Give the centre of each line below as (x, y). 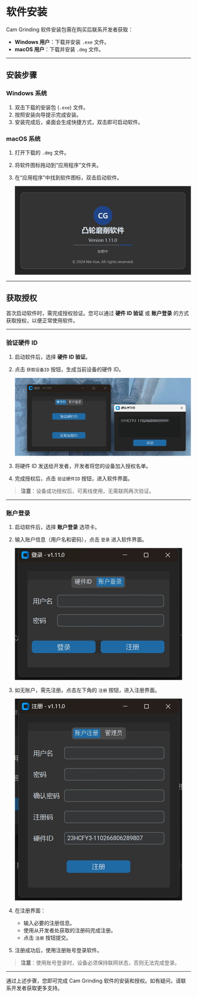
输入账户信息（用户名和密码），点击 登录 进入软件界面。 (81, 540)
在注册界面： (30, 911)
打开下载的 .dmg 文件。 (42, 152)
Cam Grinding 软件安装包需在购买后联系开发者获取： (70, 29)
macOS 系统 (23, 139)
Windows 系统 (27, 93)
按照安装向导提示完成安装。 (48, 115)
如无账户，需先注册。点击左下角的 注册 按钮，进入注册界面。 (87, 690)
